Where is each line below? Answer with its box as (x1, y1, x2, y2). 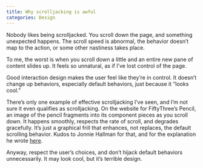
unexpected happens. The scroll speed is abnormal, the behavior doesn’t (6, 37, 189, 45)
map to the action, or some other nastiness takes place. (6, 44, 145, 51)
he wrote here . (6, 137, 43, 144)
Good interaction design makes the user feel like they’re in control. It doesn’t (6, 74, 197, 81)
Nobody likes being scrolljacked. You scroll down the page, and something (6, 31, 193, 38)
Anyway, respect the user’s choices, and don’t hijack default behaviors (6, 149, 183, 156)
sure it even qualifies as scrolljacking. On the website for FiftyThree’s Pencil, (6, 105, 196, 112)
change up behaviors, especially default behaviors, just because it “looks (6, 80, 189, 88)
